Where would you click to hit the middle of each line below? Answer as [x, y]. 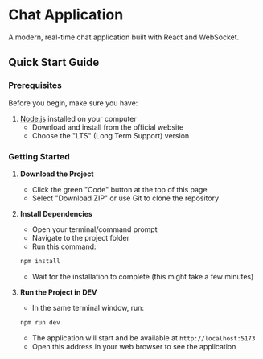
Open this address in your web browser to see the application [134, 346]
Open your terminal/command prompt [95, 229]
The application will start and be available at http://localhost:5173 [144, 338]
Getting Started [39, 156]
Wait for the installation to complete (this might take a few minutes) [143, 276]
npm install [40, 261]
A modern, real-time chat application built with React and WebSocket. [124, 37]
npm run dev [40, 322]
